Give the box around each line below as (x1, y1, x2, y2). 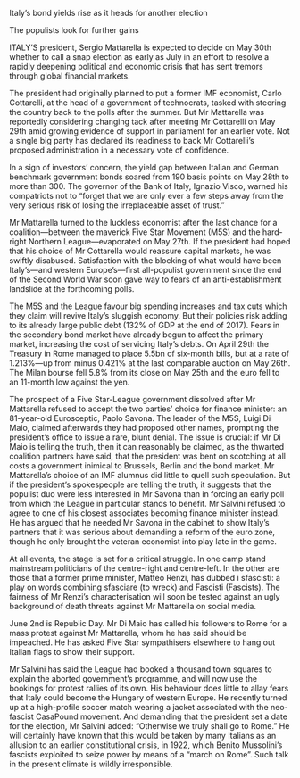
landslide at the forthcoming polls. (9, 284, 135, 294)
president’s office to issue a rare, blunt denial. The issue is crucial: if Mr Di (9, 432, 281, 443)
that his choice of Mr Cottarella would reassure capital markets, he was (9, 245, 271, 256)
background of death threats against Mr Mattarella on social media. (9, 601, 257, 611)
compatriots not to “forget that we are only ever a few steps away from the (9, 191, 284, 201)
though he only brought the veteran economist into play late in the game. (9, 536, 277, 547)
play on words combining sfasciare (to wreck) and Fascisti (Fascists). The (9, 582, 280, 592)
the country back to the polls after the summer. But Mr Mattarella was (9, 107, 265, 117)
